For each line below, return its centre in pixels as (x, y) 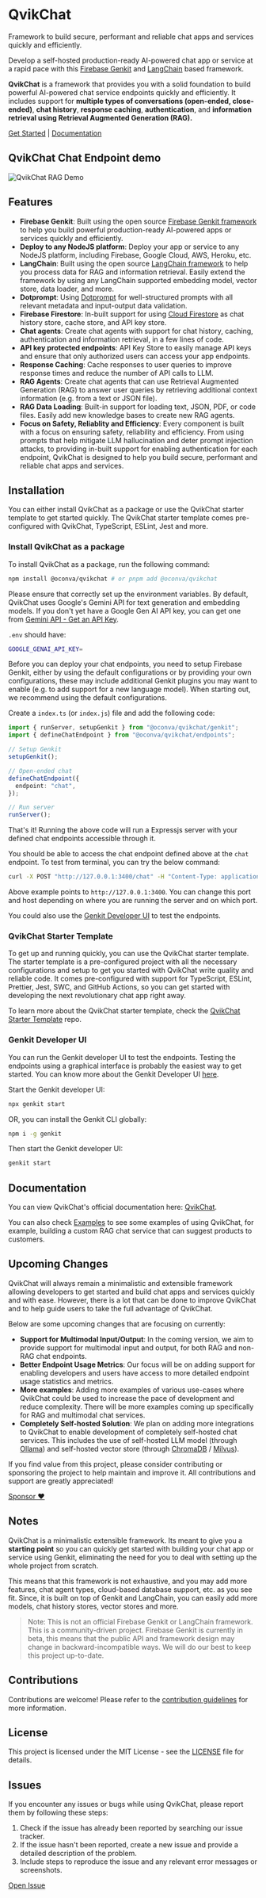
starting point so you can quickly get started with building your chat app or (131, 1548)
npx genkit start (37, 1104)
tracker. (32, 1836)
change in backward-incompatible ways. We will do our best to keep (139, 1647)
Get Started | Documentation (55, 133)
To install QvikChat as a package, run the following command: (109, 564)
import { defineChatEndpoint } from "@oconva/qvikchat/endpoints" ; (122, 735)
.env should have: (37, 634)
